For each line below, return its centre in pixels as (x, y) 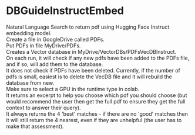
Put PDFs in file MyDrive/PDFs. (43, 46)
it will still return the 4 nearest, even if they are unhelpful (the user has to (94, 120)
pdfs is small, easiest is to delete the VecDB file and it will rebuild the (89, 77)
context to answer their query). (43, 108)
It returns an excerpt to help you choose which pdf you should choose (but (97, 95)
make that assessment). (35, 126)
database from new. (30, 82)
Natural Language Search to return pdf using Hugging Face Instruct (88, 27)
